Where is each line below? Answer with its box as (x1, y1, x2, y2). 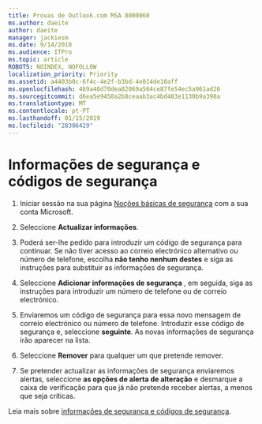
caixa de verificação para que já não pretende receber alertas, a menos (19, 382, 253, 392)
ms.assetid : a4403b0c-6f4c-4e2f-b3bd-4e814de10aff (8, 77, 178, 85)
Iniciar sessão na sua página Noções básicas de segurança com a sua (19, 198, 249, 208)
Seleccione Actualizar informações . (19, 222, 139, 231)
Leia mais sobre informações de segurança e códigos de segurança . (8, 406, 231, 415)
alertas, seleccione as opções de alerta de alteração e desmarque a (19, 374, 243, 384)
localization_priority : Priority (8, 70, 118, 78)
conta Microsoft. (19, 207, 73, 216)
